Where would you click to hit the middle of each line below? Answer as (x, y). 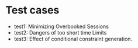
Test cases (32, 10)
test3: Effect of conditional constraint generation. (73, 39)
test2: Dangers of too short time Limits (60, 32)
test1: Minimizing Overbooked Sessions (61, 26)
